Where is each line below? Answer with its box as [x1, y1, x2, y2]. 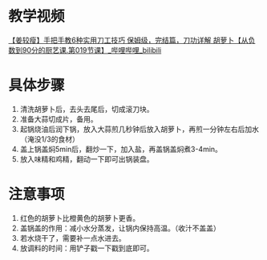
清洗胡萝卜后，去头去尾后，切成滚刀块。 [19, 104, 154, 114]
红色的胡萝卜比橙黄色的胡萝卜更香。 [19, 213, 140, 222]
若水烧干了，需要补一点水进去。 [19, 233, 126, 242]
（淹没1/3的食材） [19, 134, 80, 144]
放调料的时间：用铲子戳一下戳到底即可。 [19, 243, 154, 253]
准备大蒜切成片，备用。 [19, 114, 98, 124]
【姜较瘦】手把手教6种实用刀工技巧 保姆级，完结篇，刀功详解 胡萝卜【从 [8, 35, 249, 45]
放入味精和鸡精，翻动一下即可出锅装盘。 [19, 154, 154, 164]
